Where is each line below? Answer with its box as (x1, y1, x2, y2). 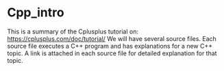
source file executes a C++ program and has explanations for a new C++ (7, 42, 213, 50)
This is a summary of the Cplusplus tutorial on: (7, 27, 139, 35)
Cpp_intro (7, 5, 64, 20)
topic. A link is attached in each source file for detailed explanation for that (7, 49, 217, 57)
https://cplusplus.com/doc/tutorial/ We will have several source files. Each (7, 34, 217, 42)
